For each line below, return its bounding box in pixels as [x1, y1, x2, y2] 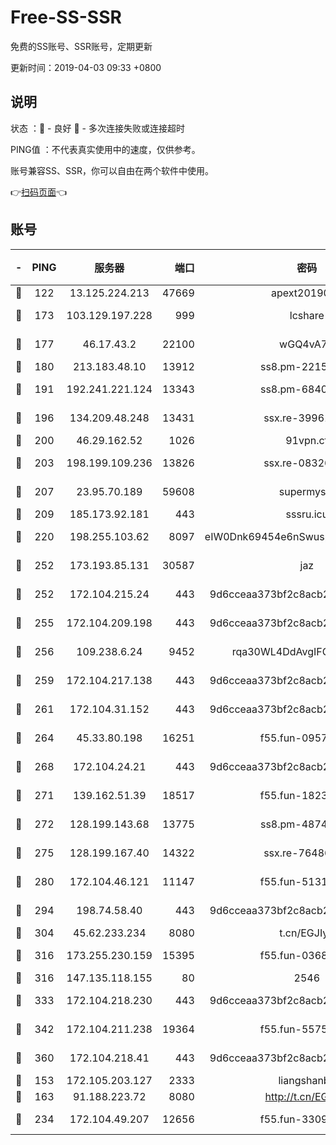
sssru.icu [285, 507, 329, 521]
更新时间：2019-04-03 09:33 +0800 [10, 61, 162, 73]
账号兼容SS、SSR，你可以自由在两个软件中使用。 [10, 164, 214, 176]
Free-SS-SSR [10, 6, 122, 29]
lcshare [289, 308, 325, 322]
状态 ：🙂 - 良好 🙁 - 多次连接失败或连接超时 [10, 122, 185, 134]
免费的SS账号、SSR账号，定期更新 [10, 40, 153, 52]
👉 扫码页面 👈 [10, 186, 68, 198]
